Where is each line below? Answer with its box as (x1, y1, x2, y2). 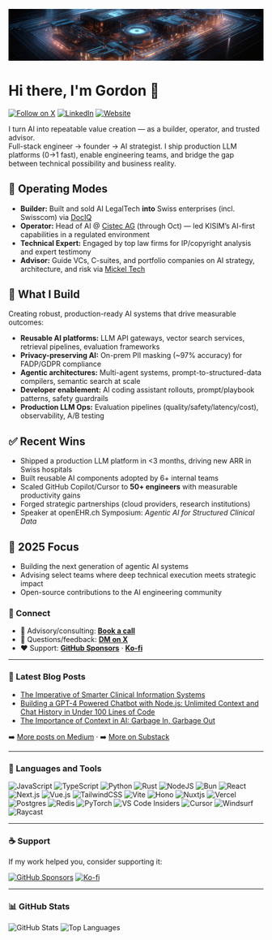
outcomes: (8, 317, 45, 327)
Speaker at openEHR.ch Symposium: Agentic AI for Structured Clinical (19, 508, 255, 518)
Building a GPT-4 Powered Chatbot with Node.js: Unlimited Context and (19, 698, 259, 708)
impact (19, 579, 44, 589)
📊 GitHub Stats (8, 901, 70, 912)
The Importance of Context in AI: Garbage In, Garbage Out (19, 715, 216, 725)
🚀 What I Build (8, 287, 80, 301)
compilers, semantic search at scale (19, 377, 141, 386)
